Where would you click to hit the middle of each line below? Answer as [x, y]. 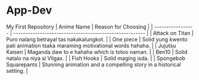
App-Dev [29, 10]
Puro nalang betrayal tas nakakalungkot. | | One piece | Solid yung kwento [97, 39]
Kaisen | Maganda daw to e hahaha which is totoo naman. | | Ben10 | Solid [97, 52]
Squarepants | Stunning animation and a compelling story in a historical [94, 64]
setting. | [17, 71]
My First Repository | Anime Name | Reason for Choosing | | [80, 27]
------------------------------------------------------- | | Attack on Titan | [103, 33]
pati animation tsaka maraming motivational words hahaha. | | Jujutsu [91, 46]
